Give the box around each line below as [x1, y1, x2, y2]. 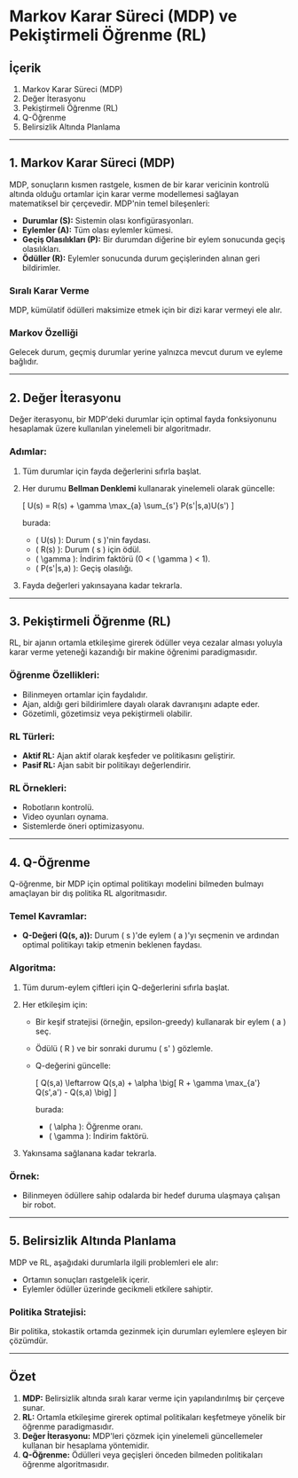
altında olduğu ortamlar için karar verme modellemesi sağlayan [9, 188, 239, 199]
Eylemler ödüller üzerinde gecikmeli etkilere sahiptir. [21, 1284, 214, 1294]
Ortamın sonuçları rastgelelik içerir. [21, 1274, 151, 1285]
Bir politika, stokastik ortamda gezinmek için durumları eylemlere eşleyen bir [9, 1326, 287, 1337]
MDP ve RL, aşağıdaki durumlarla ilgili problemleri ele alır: [9, 1257, 219, 1268]
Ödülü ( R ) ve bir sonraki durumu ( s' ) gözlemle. [35, 1042, 214, 1053]
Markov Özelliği [9, 326, 78, 339]
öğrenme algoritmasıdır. [21, 1458, 109, 1469]
